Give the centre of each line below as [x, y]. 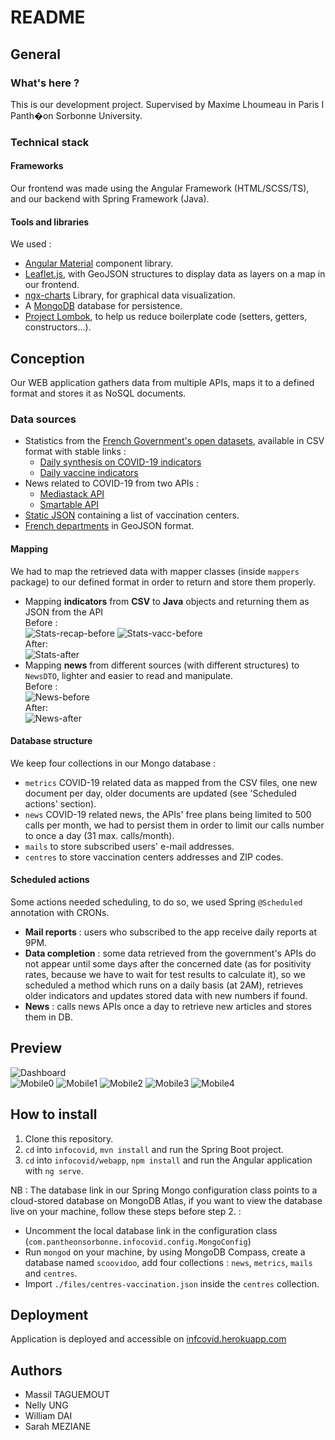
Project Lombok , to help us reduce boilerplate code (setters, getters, [166, 317]
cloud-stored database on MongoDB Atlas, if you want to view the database [166, 1200]
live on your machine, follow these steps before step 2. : [126, 1211]
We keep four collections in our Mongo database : [113, 763]
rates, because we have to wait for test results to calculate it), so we [165, 974]
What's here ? [45, 83]
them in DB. [48, 1017]
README [48, 17]
